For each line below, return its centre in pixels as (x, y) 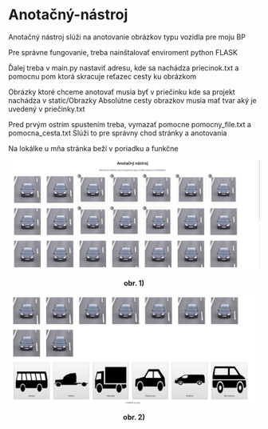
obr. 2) (134, 417)
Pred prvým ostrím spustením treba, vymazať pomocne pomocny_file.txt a (130, 124)
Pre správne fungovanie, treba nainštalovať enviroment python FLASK (123, 52)
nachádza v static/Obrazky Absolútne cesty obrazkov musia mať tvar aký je (132, 100)
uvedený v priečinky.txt (47, 109)
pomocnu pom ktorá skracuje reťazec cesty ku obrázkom (102, 76)
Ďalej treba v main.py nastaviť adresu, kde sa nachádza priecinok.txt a (124, 68)
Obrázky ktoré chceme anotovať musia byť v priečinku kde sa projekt (122, 92)
